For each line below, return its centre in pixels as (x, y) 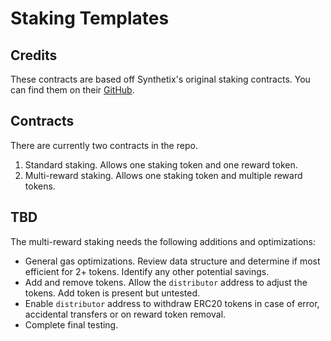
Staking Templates (90, 18)
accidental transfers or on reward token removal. (125, 314)
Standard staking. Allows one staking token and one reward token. (161, 164)
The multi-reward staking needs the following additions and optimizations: (163, 241)
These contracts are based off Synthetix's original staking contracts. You (160, 79)
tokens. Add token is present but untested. (112, 293)
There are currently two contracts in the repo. (104, 145)
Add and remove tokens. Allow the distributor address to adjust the (166, 282)
